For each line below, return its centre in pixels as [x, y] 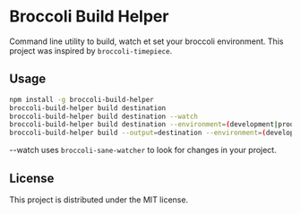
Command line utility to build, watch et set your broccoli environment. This [146, 41]
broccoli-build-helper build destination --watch [104, 116]
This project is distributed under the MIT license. [99, 200]
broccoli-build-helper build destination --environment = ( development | [144, 124]
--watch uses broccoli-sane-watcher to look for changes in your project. [143, 150]
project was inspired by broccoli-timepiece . [91, 50]
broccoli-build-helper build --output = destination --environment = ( [138, 133]
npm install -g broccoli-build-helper [82, 99]
